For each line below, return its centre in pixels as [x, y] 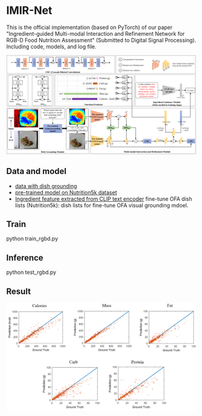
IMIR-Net [29, 11]
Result [19, 291]
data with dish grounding [46, 186]
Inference [25, 258]
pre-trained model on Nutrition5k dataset [66, 192]
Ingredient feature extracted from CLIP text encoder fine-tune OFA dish [103, 199]
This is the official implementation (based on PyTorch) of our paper [90, 27]
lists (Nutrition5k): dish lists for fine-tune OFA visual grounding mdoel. [102, 205]
